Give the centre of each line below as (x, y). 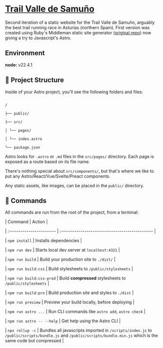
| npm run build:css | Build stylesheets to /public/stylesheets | (69, 269)
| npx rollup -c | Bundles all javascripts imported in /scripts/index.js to (79, 331)
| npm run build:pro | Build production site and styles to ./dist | (69, 293)
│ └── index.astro (24, 139)
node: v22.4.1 (19, 65)
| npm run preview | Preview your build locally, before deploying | (70, 302)
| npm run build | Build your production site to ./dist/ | (60, 259)
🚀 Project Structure (35, 80)
